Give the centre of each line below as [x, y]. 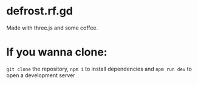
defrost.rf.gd [39, 11]
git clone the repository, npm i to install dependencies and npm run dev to [99, 69]
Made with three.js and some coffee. [52, 28]
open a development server [41, 75]
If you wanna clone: [57, 52]
